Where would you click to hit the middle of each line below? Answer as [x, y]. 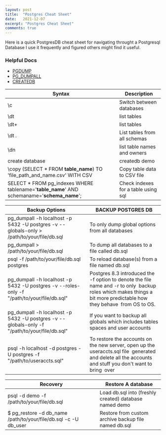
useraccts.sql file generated [123, 351]
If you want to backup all [118, 316]
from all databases [111, 231]
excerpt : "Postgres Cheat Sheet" [40, 24]
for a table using [138, 190]
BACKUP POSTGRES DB [124, 210]
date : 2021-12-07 [25, 19]
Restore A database [129, 384]
